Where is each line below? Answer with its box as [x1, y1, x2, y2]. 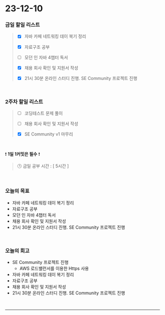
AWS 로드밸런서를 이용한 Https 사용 [19, 265, 89, 271]
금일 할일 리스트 [5, 22, 40, 28]
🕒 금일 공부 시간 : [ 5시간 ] [17, 163, 69, 169]
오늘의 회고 [5, 247, 30, 254]
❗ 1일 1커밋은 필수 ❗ [5, 151, 40, 157]
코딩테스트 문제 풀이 [24, 110, 63, 116]
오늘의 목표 [5, 187, 30, 194]
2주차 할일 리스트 [5, 98, 43, 105]
